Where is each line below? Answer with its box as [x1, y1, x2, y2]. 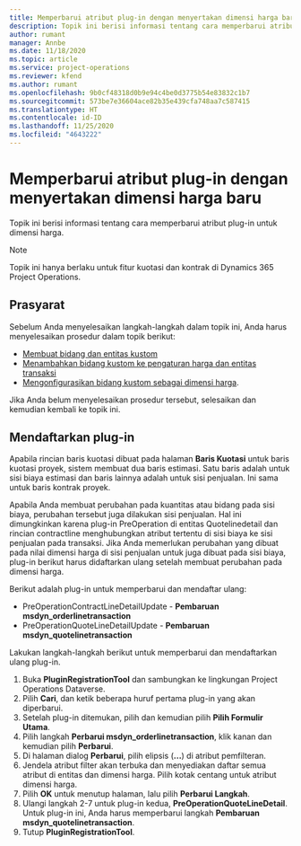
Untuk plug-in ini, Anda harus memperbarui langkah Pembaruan [21, 807, 260, 818]
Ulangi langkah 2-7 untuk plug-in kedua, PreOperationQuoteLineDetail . [21, 798, 288, 809]
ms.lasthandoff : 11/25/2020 [9, 122, 115, 131]
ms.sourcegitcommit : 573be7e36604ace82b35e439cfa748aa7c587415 [9, 96, 251, 106]
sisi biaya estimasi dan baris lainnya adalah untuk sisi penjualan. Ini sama [9, 472, 279, 483]
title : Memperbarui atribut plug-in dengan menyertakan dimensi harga [9, 13, 279, 22]
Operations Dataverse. [21, 683, 106, 694]
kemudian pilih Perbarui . [21, 741, 114, 752]
